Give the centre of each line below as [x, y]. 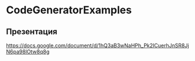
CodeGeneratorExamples [69, 10]
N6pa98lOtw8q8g [28, 52]
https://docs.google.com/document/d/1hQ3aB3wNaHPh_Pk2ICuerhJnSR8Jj [97, 45]
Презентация [32, 32]
